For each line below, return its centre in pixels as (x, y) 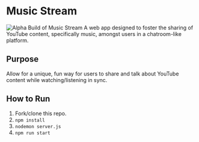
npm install (30, 120)
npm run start (32, 133)
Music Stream (41, 11)
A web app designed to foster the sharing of (139, 28)
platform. (17, 40)
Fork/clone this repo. (41, 113)
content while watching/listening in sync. (57, 80)
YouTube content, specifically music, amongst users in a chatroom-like (94, 34)
